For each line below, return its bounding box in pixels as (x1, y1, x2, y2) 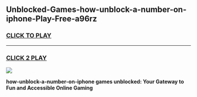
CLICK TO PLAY (6, 32, 52, 40)
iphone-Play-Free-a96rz (6, 14, 97, 24)
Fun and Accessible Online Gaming (6, 84, 93, 91)
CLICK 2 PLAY (6, 53, 47, 62)
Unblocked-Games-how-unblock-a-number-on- (6, 5, 187, 15)
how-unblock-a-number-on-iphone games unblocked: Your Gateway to (6, 78, 185, 85)
